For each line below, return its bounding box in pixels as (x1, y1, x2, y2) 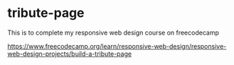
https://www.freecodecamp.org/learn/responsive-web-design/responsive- (7, 42, 227, 50)
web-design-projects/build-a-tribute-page (7, 49, 132, 58)
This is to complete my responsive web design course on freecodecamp (7, 28, 219, 37)
